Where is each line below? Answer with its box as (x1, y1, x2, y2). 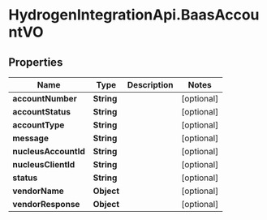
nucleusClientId (12, 159, 75, 170)
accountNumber (12, 93, 77, 104)
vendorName (12, 185, 65, 196)
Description (127, 80, 174, 90)
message (12, 132, 49, 144)
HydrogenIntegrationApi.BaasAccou (8, 6, 260, 24)
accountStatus (12, 106, 71, 117)
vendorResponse (12, 199, 80, 209)
